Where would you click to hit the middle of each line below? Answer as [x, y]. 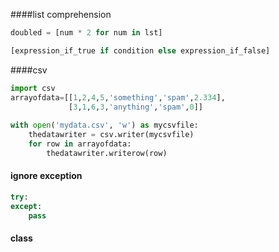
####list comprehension [61, 14]
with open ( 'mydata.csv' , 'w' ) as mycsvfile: [104, 125]
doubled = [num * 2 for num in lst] [86, 33]
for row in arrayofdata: [80, 144]
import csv [33, 88]
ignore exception [46, 176]
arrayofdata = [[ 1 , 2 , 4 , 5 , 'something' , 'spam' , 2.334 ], [118, 97]
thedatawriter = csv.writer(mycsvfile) [111, 135]
